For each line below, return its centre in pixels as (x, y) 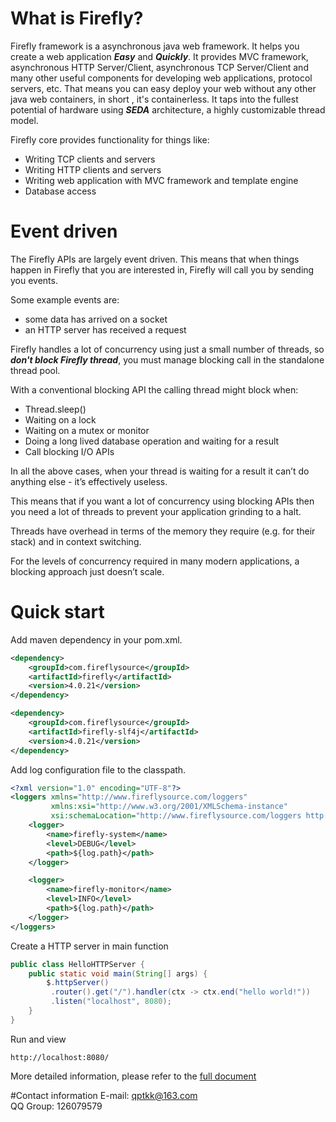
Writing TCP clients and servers (90, 159)
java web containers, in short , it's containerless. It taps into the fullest (154, 99)
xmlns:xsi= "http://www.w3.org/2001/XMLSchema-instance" (169, 807)
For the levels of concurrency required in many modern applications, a (155, 561)
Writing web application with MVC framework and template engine (161, 180)
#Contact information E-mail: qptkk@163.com (104, 1095)
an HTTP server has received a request (105, 329)
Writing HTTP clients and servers (93, 169)
